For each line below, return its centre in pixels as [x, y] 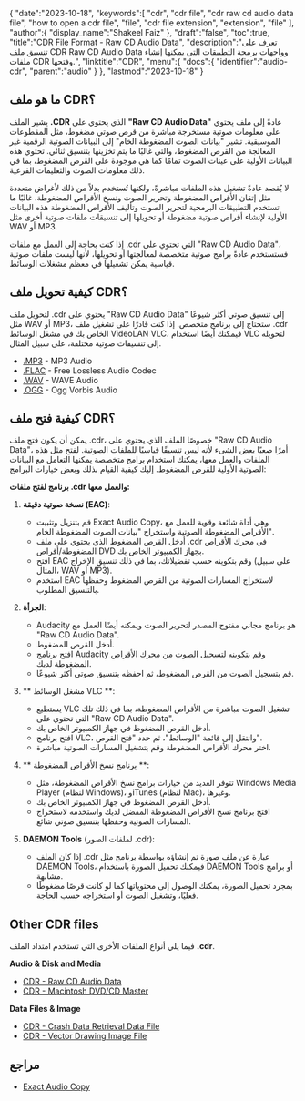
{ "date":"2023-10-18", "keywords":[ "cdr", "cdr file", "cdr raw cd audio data [152, 13]
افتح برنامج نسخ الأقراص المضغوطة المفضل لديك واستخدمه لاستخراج [153, 812]
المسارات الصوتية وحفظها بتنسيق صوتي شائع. [113, 821]
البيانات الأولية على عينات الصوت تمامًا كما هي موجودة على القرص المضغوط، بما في [151, 160]
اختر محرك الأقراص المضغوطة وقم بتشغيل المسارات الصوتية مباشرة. [153, 748]
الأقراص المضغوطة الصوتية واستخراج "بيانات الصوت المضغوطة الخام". [155, 532]
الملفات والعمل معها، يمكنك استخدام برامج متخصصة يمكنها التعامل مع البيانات [140, 460]
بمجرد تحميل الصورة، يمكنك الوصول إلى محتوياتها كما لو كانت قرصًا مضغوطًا [164, 886]
